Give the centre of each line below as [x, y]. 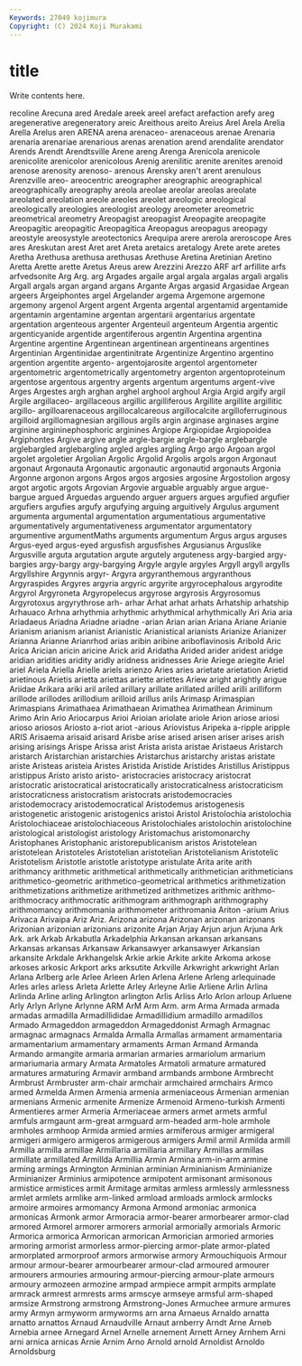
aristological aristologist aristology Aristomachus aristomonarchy [130, 833]
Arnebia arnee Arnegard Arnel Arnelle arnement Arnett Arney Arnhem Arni [147, 1333]
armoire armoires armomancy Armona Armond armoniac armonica [133, 1208]
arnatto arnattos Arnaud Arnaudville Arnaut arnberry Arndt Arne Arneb [141, 1323]
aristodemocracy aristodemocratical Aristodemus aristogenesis [127, 804]
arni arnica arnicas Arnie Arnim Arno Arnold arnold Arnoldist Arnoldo [137, 1342]
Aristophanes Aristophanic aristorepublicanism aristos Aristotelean [133, 843]
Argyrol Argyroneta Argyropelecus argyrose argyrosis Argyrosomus [135, 594]
